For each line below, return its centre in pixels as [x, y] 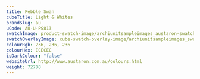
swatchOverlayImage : [32, 39]
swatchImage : [22, 34]
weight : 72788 [24, 67]
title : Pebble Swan [30, 12]
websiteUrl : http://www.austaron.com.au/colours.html [74, 61]
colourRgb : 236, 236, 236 [38, 45]
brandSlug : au [24, 23]
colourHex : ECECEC [29, 50]
